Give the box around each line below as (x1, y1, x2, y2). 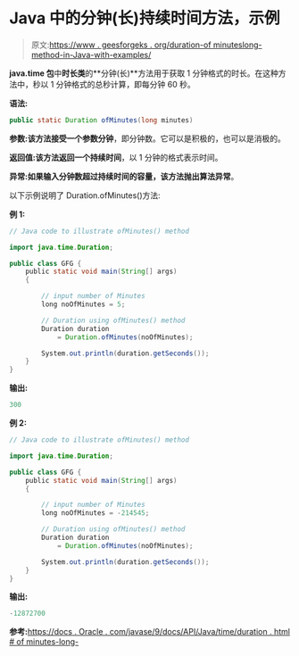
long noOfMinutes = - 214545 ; (41, 509, 150, 518)
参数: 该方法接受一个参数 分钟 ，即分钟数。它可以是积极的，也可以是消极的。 (9, 133, 286, 144)
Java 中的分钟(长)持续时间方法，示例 (9, 8, 280, 29)
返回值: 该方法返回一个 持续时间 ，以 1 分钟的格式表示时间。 (9, 152, 223, 162)
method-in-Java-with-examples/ (30, 49, 152, 60)
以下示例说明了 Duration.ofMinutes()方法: (9, 189, 161, 201)
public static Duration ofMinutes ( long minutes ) (9, 115, 194, 125)
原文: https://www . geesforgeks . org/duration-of (30, 39, 212, 50)
